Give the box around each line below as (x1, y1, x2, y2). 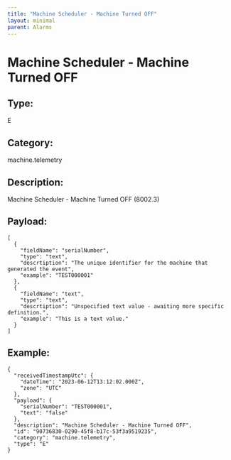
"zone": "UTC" (20, 384, 62, 391)
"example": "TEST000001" (20, 271, 94, 279)
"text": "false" (20, 409, 69, 416)
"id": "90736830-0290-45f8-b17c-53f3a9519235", (14, 427, 158, 435)
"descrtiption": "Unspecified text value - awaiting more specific (20, 302, 224, 310)
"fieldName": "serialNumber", (20, 246, 110, 254)
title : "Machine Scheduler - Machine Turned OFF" (7, 10, 158, 18)
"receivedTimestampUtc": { (14, 372, 94, 379)
